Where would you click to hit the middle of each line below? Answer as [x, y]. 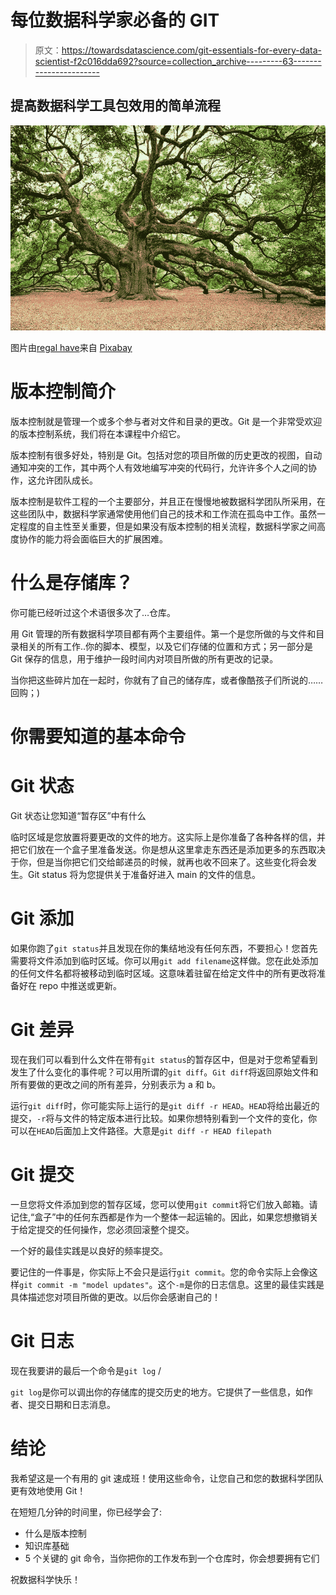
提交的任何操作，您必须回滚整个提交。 [115, 1229]
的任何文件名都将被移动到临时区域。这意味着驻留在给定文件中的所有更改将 [163, 973]
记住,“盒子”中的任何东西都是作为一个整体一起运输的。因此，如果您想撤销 [160, 1217]
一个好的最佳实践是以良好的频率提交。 [89, 1250]
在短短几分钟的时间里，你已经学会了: [86, 1512]
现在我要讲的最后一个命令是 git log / [86, 1370]
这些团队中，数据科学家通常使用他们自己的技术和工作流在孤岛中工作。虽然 [163, 514]
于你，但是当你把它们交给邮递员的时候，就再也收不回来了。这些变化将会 [159, 862]
